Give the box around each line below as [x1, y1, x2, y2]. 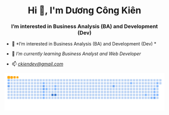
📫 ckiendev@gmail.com [11, 61, 64, 67]
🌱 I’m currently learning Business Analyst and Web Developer [11, 51, 142, 57]
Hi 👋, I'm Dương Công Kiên [27, 5, 142, 16]
